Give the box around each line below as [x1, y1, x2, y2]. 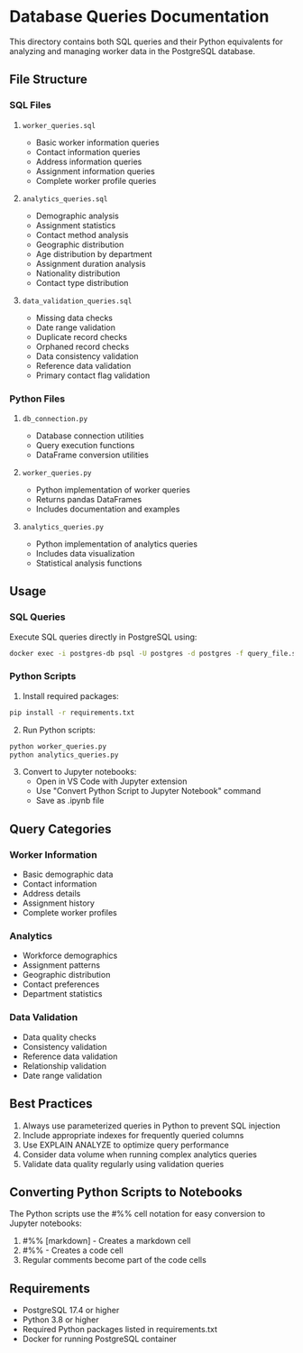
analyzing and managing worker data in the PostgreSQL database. [9, 45, 255, 56]
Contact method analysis [35, 229, 129, 240]
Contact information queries [35, 146, 141, 157]
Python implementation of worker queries [35, 484, 191, 495]
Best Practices [9, 1096, 93, 1111]
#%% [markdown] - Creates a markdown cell [22, 1236, 191, 1247]
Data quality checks [22, 1031, 96, 1043]
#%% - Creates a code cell [22, 1245, 124, 1256]
